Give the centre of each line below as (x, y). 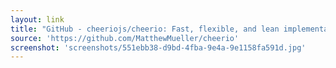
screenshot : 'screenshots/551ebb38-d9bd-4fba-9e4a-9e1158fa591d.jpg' (158, 47)
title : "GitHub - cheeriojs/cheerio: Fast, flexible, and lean (145, 29)
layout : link (37, 19)
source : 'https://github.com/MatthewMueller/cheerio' (125, 38)
